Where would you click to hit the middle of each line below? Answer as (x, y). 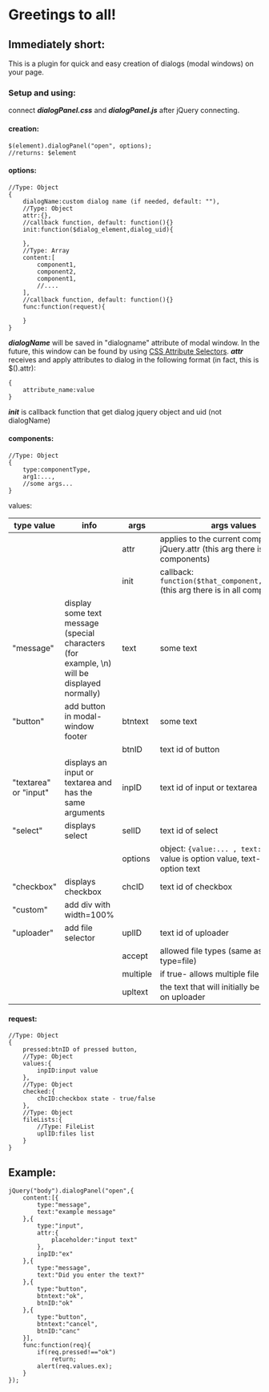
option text (180, 868)
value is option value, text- (211, 858)
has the (78, 792)
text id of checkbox (196, 886)
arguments (85, 812)
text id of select (189, 830)
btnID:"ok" (55, 1303)
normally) (82, 693)
